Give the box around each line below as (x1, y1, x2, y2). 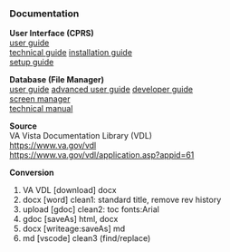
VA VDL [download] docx (22, 185, 117, 196)
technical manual (9, 103, 73, 114)
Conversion (9, 167, 54, 179)
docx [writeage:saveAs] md (22, 223, 126, 234)
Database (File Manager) (9, 74, 105, 85)
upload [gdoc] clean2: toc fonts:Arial (22, 204, 160, 215)
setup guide (9, 57, 54, 68)
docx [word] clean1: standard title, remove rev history (22, 194, 222, 206)
